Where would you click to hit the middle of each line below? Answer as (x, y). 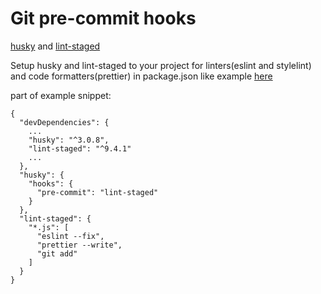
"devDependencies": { (64, 122)
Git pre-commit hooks (103, 18)
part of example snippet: (61, 95)
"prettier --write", (79, 245)
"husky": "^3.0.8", (69, 140)
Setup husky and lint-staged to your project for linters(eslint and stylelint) (161, 65)
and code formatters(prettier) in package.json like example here (141, 76)
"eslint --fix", (70, 236)
